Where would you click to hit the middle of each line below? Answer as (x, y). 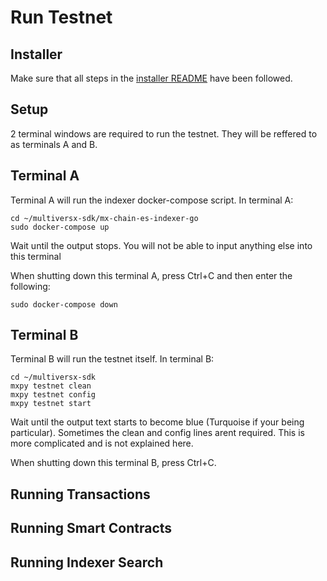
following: (30, 286)
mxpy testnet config (53, 395)
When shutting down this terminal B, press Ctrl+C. (113, 463)
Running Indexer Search (87, 562)
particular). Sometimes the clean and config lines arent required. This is (157, 433)
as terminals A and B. (54, 144)
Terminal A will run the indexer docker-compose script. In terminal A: (152, 200)
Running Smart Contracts (91, 528)
